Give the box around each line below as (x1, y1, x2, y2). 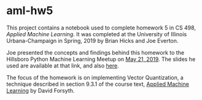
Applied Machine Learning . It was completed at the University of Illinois (6, 30, 187, 37)
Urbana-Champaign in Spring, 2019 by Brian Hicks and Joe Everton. (6, 37, 179, 44)
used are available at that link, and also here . (6, 62, 119, 69)
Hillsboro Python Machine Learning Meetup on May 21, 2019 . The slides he (6, 55, 196, 63)
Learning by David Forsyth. (6, 87, 75, 94)
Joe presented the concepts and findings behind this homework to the (6, 48, 185, 56)
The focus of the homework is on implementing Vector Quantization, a (6, 74, 184, 81)
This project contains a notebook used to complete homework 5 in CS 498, (6, 24, 196, 31)
